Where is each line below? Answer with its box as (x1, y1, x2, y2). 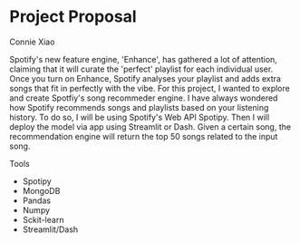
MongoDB (22, 185, 61, 196)
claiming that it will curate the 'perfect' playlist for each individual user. (9, 63, 274, 74)
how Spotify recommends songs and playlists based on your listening (9, 102, 269, 112)
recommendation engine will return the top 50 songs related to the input (9, 131, 278, 141)
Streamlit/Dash (22, 224, 79, 235)
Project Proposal (9, 6, 138, 27)
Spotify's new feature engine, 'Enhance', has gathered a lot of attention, (9, 53, 278, 64)
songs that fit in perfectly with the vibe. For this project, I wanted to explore (9, 83, 290, 93)
